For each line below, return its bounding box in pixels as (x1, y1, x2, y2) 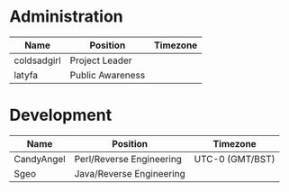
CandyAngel (14, 152, 66, 165)
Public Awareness (69, 69, 146, 81)
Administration (9, 6, 123, 27)
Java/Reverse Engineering (74, 167, 186, 179)
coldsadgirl (14, 54, 61, 67)
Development (9, 105, 113, 125)
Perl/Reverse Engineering (74, 152, 183, 165)
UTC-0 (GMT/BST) (194, 152, 275, 165)
